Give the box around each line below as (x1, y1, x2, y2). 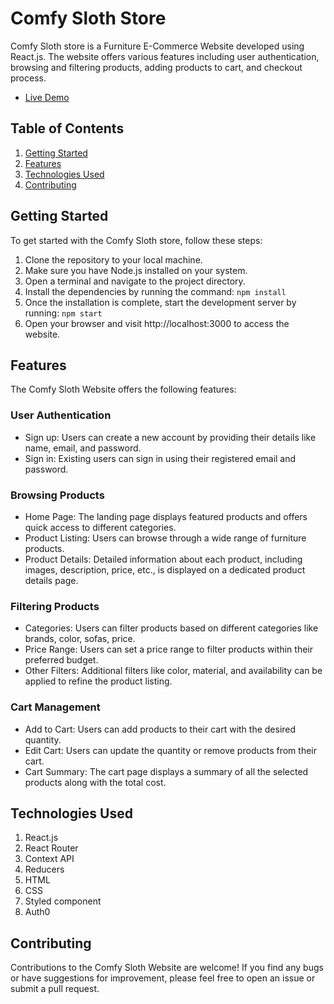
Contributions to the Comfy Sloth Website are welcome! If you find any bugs (10, 962, 324, 974)
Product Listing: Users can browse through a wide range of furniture (24, 532, 307, 544)
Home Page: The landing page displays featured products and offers (24, 510, 308, 522)
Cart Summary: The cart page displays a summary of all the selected (24, 765, 309, 777)
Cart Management (10, 700, 101, 714)
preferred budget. (24, 654, 99, 666)
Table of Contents (10, 120, 125, 137)
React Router (24, 842, 79, 854)
